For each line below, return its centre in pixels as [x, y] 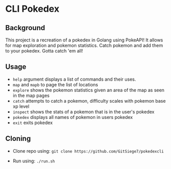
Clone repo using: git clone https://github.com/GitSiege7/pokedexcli [88, 151]
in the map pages [31, 95]
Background [25, 28]
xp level [21, 106]
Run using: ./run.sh [34, 161]
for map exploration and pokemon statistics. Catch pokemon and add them [84, 45]
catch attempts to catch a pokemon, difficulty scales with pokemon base [89, 101]
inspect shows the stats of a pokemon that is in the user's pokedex [83, 112]
